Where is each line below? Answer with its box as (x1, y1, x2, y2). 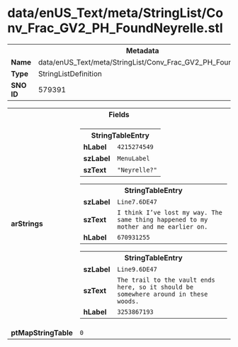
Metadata (126, 45, 159, 55)
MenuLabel (116, 154, 150, 163)
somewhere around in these (116, 290, 208, 298)
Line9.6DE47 (116, 265, 157, 273)
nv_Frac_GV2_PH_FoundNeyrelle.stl (7, 20, 223, 36)
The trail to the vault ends (116, 275, 215, 284)
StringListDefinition (38, 69, 103, 79)
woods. (116, 297, 140, 305)
